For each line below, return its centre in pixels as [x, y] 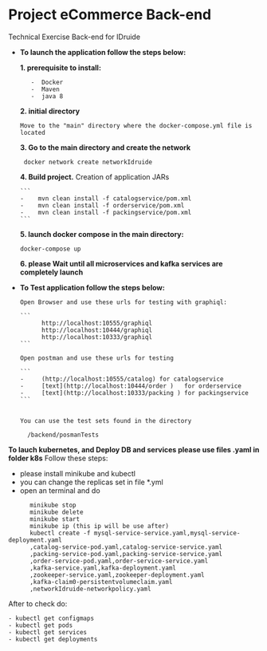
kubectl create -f [60, 533]
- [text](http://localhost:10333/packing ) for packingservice [134, 393]
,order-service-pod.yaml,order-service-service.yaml [119, 561]
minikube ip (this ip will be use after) [99, 526]
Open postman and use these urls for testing [96, 358]
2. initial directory [50, 111]
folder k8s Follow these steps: [58, 458]
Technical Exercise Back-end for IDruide [75, 37]
